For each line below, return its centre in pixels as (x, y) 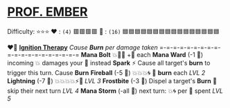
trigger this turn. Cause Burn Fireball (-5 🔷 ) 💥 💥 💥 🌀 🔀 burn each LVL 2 (106, 72)
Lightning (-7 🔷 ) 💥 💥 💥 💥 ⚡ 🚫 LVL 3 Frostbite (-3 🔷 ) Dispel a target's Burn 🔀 (112, 80)
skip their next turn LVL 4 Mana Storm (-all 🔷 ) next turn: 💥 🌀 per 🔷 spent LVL (115, 91)
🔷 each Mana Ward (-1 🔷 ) (167, 54)
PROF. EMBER (47, 12)
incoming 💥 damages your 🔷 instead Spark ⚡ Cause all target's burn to (109, 63)
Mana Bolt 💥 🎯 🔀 (103, 54)
